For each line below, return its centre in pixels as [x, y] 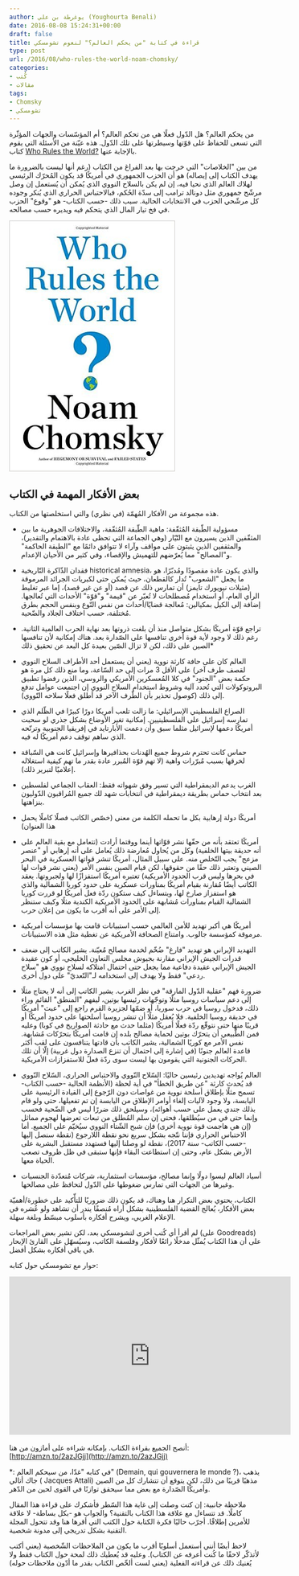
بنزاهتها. [33, 802]
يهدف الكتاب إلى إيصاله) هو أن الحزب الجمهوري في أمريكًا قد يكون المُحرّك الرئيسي [133, 175]
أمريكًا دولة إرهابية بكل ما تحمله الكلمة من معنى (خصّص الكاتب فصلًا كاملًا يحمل [138, 818]
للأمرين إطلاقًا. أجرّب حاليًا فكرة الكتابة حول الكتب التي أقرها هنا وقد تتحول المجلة [129, 1522]
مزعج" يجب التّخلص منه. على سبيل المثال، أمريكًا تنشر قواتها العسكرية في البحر [139, 859]
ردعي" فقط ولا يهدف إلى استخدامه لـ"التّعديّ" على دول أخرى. [113, 975]
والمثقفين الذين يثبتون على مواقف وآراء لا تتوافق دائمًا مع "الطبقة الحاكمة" [131, 546]
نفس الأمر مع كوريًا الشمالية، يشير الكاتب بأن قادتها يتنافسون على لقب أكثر [132, 1042]
